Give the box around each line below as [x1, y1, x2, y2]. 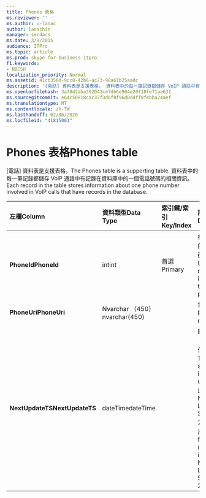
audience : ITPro [6, 44, 48, 50]
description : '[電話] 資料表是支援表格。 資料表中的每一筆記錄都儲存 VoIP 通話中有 [6, 83, 200, 90]
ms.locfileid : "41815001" [6, 117, 72, 123]
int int [102, 261, 117, 269]
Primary [161, 265, 185, 274]
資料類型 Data [102, 209, 141, 217]
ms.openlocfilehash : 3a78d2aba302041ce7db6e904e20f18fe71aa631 [6, 89, 172, 95]
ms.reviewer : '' [6, 15, 48, 21]
